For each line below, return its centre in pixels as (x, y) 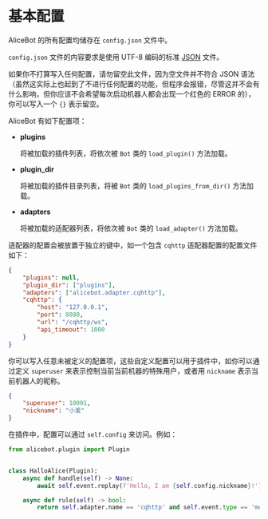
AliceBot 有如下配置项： (47, 121)
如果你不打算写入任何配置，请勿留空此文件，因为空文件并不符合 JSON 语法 (132, 73)
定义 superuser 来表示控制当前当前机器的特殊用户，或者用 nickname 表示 (133, 370)
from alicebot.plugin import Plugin (69, 450)
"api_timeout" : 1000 (71, 329)
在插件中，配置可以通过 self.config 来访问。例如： (93, 434)
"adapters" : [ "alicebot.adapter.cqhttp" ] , (94, 292)
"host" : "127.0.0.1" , (73, 307)
